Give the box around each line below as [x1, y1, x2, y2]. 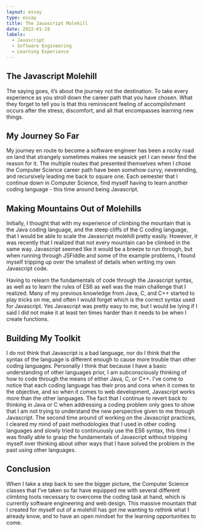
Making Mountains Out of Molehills [6, 203, 141, 214]
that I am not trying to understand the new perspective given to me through [6, 407, 195, 415]
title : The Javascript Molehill [6, 20, 88, 26]
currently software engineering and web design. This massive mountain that [6, 499, 197, 507]
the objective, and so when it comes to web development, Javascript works [6, 388, 195, 395]
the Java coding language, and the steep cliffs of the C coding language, [6, 226, 189, 233]
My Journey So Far [6, 130, 80, 141]
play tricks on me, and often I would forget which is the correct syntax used [6, 296, 195, 303]
